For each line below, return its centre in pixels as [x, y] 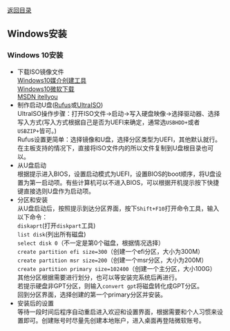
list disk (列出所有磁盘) [51, 234]
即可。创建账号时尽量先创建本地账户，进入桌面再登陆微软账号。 [114, 320]
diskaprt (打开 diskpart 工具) [56, 225]
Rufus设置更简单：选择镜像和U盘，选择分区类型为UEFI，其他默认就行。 [119, 139]
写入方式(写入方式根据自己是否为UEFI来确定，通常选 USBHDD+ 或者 [108, 122]
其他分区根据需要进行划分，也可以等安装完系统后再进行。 [99, 277]
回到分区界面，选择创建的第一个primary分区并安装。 [92, 294]
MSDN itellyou [38, 97]
